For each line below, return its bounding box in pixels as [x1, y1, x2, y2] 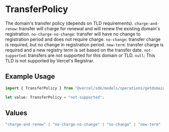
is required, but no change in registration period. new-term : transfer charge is [5, 41, 164, 47]
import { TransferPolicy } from [5, 86, 73, 91]
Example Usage [5, 72, 55, 81]
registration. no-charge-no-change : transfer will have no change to [5, 31, 141, 37]
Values [5, 108, 28, 117]
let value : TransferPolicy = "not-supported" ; [5, 95, 105, 100]
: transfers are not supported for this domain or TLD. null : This [25, 52, 155, 58]
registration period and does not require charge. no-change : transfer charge [5, 36, 161, 42]
